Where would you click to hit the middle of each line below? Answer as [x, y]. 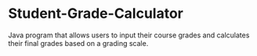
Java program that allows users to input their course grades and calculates [129, 35]
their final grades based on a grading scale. [78, 43]
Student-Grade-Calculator [96, 14]
